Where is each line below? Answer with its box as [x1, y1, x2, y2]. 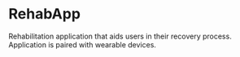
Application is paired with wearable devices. [8, 39, 157, 49]
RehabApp [8, 5, 81, 23]
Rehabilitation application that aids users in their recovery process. [8, 31, 232, 41]
